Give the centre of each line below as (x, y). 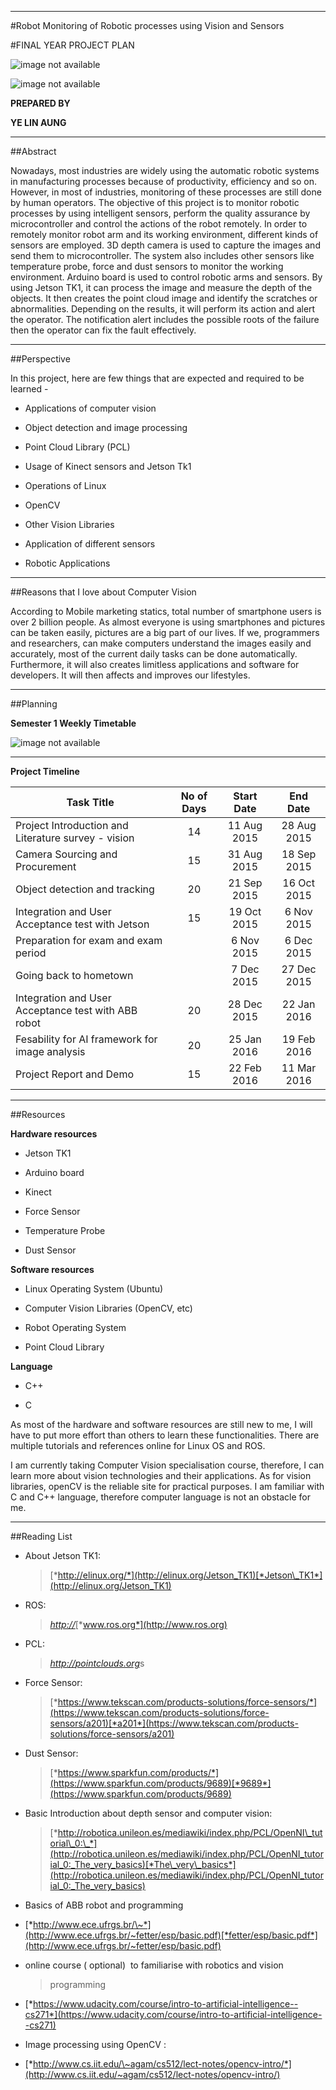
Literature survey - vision (75, 838)
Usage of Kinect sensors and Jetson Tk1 (108, 466)
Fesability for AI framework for (86, 1039)
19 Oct (245, 911)
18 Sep (299, 854)
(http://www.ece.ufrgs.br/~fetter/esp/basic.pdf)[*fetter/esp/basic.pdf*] (171, 1935)
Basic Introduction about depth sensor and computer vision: (148, 1813)
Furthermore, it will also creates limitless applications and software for (155, 664)
